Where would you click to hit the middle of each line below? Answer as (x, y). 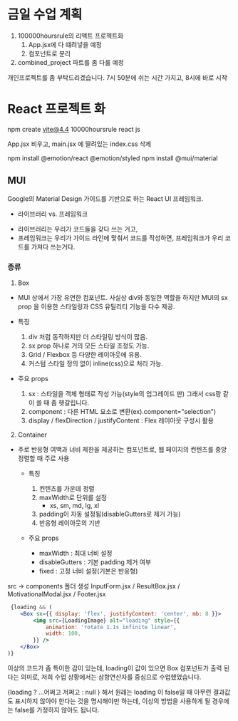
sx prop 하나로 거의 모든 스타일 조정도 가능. (89, 346)
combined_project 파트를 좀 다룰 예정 (71, 62)
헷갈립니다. (74, 403)
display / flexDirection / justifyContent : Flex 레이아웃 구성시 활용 (121, 420)
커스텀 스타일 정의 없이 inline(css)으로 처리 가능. (96, 363)
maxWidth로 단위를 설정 (73, 497)
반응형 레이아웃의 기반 (70, 523)
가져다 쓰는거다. (53, 247)
